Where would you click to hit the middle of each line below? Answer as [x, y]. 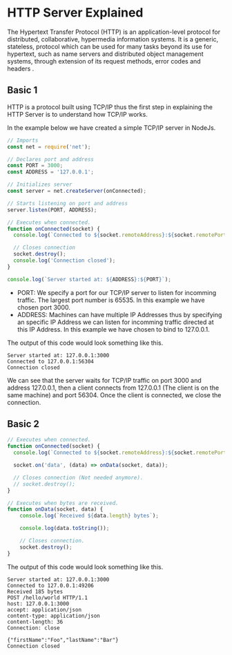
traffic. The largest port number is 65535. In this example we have [111, 300]
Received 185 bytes [35, 591]
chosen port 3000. [44, 307]
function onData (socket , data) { [55, 509]
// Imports [23, 140]
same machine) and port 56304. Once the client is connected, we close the [114, 395]
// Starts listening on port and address [68, 203]
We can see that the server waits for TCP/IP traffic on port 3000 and [104, 380]
